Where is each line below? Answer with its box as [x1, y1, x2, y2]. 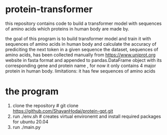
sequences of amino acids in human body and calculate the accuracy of [5, 41, 157, 47]
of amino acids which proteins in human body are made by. [5, 25, 130, 31]
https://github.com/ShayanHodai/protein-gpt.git [12, 108, 114, 114]
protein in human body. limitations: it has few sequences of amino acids [5, 68, 156, 74]
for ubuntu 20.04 [12, 118, 48, 125]
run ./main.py [12, 124, 41, 130]
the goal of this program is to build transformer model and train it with [5, 36, 151, 42]
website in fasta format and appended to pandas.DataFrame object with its [5, 57, 162, 63]
